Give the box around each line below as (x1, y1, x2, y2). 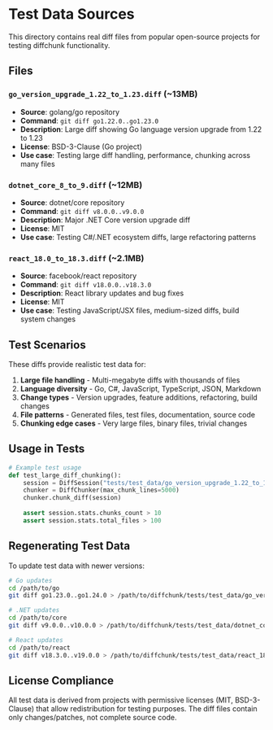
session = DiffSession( (23, 479, 104, 487)
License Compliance (8, 673, 115, 688)
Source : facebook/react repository (19, 271, 137, 281)
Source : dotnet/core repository (19, 197, 125, 208)
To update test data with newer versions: (8, 561, 145, 570)
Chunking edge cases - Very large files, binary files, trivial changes (19, 418, 248, 428)
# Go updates (8, 576, 53, 584)
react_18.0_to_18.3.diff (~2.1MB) (8, 252, 145, 264)
